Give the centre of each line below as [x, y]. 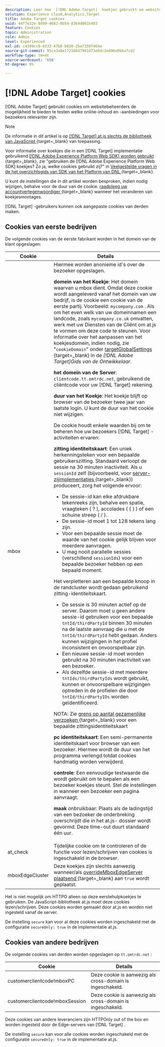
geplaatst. [65, 884]
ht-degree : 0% [20, 64]
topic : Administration [28, 32]
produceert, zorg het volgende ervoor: [98, 485]
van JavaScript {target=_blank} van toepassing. [53, 141]
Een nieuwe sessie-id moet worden [103, 654]
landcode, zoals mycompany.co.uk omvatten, [104, 318]
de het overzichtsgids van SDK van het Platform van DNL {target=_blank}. [80, 172]
